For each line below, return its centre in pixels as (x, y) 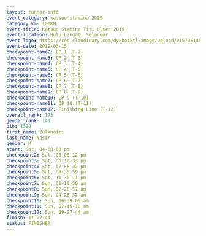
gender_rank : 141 (29, 120)
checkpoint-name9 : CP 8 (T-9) (45, 92)
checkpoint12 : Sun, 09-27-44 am (48, 212)
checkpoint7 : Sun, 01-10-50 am (46, 184)
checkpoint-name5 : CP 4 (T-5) (45, 69)
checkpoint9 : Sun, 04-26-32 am (46, 195)
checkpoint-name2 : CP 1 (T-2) (45, 52)
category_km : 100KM (31, 23)
